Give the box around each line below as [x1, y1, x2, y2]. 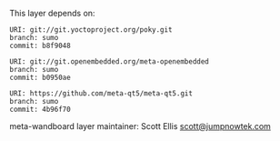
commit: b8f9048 [9, 41, 71, 50]
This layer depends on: [9, 8, 95, 18]
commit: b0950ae [9, 73, 71, 82]
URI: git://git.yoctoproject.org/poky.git [9, 25, 173, 35]
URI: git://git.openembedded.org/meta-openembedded [9, 57, 209, 66]
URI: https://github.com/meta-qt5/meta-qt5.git [9, 89, 194, 98]
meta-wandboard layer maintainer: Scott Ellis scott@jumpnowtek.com [9, 121, 271, 131]
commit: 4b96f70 [9, 105, 71, 114]
